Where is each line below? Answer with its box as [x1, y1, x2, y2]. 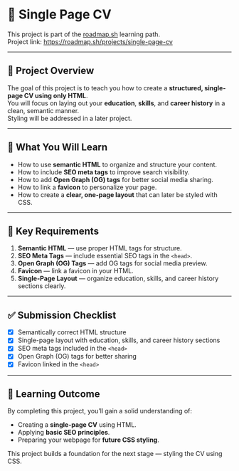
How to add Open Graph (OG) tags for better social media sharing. [17, 175, 213, 184]
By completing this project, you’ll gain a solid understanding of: [7, 407, 193, 416]
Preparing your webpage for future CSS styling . [17, 435, 160, 444]
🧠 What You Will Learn [7, 142, 108, 154]
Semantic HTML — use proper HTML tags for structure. [17, 244, 183, 253]
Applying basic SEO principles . [17, 428, 110, 437]
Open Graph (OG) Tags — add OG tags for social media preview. [17, 259, 208, 268]
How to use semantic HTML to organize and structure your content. [17, 160, 217, 169]
